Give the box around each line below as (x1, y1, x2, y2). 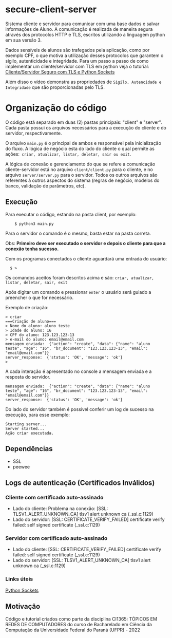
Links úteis (5, 575, 33, 583)
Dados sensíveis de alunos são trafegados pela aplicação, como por (5, 47, 150, 53)
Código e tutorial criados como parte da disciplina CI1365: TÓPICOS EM (5, 615, 158, 622)
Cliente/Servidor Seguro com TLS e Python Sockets (5, 68, 115, 75)
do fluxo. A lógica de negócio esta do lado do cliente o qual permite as (5, 145, 155, 152)
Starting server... (5, 421, 47, 427)
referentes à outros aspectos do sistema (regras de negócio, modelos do (5, 177, 160, 183)
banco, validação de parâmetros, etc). (5, 182, 86, 189)
